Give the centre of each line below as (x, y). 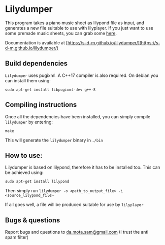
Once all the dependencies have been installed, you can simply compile (78, 116)
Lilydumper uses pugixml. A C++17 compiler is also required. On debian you (82, 75)
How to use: (24, 156)
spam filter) (17, 237)
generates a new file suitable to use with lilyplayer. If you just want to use (79, 28)
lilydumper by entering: (29, 122)
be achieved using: (24, 173)
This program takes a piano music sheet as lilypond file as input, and (75, 23)
